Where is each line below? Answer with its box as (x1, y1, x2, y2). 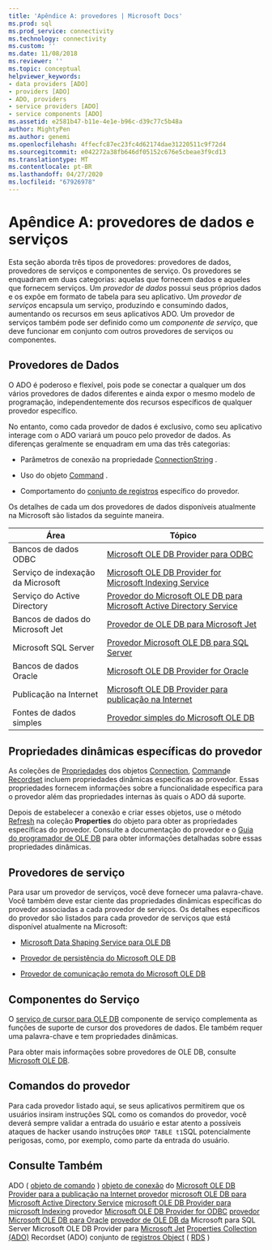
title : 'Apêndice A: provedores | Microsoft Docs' (8, 11, 183, 20)
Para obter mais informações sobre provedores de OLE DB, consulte (8, 1047, 236, 1057)
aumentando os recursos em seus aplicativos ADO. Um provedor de (8, 309, 235, 318)
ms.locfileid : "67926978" (8, 178, 96, 187)
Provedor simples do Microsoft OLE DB (106, 712, 255, 723)
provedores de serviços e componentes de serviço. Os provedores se (8, 266, 241, 275)
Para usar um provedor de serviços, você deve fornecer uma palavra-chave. (8, 887, 264, 897)
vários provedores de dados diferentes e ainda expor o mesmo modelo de (8, 388, 256, 398)
